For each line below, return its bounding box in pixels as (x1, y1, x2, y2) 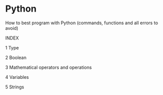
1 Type (5, 44, 19, 51)
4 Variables (5, 74, 29, 80)
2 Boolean (5, 54, 27, 61)
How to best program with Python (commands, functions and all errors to (5, 20, 158, 26)
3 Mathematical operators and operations (5, 64, 92, 70)
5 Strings (5, 84, 24, 90)
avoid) (5, 25, 19, 31)
